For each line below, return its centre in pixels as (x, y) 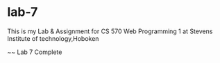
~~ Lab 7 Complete (35, 52)
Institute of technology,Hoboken (53, 38)
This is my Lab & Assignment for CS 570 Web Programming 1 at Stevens (110, 31)
